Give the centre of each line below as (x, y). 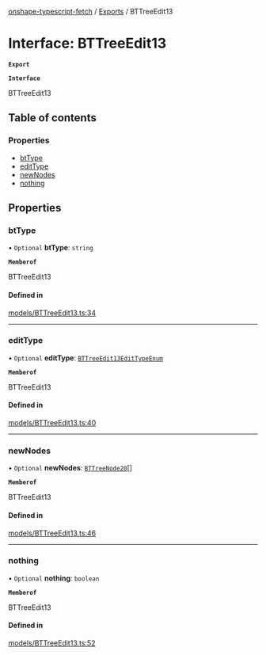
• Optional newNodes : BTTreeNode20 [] (70, 468)
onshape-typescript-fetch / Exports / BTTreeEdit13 (91, 11)
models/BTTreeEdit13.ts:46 (52, 533)
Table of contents (52, 118)
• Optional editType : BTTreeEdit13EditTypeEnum (86, 358)
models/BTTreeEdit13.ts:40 (52, 423)
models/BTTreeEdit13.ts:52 (52, 643)
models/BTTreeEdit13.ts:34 (52, 313)
